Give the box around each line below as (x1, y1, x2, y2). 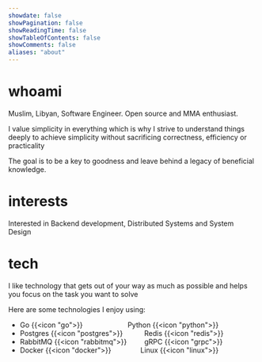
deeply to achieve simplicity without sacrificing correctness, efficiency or (8, 132, 247, 142)
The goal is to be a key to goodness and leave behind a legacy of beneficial (8, 156, 255, 166)
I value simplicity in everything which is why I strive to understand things (8, 124, 245, 133)
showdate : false (8, 11, 62, 20)
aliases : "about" (8, 48, 66, 56)
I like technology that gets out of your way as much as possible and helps (8, 280, 248, 290)
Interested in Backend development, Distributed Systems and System (8, 219, 234, 228)
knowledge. (8, 164, 47, 174)
